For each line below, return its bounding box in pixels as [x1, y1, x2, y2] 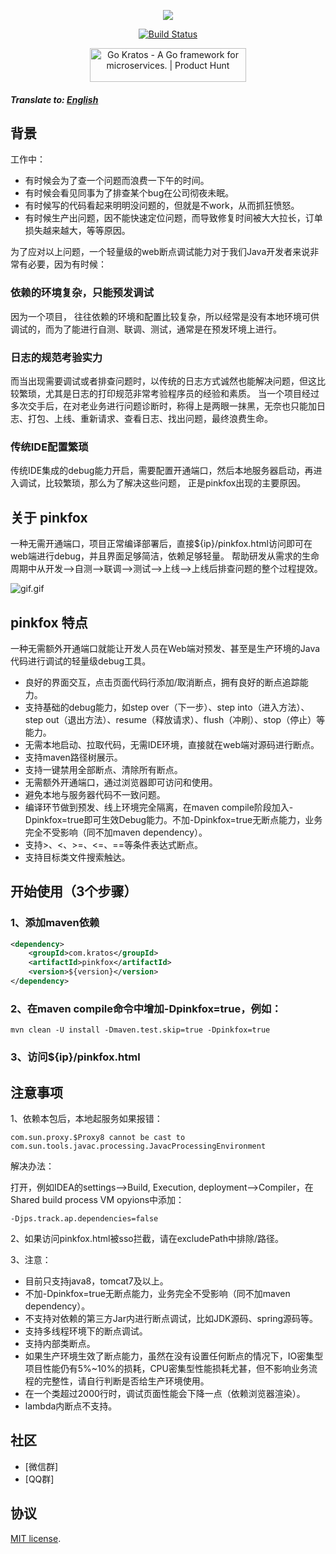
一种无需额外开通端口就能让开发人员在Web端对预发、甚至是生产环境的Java [10, 642, 321, 654]
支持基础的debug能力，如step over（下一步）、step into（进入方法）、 [24, 701, 310, 713]
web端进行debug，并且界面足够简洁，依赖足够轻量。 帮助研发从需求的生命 [10, 550, 320, 562]
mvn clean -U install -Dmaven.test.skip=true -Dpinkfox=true [10, 1025, 271, 1035]
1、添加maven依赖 [10, 916, 100, 930]
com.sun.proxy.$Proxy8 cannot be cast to [10, 1133, 186, 1143]
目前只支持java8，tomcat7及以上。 [24, 1275, 169, 1287]
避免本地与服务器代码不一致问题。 [24, 788, 166, 800]
